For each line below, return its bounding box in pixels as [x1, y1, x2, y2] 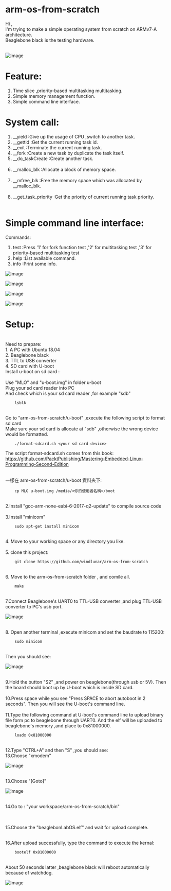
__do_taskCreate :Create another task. [12, 155, 93, 162]
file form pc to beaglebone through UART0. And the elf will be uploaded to [5, 717, 163, 723]
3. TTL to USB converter [5, 357, 57, 363]
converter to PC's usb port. [5, 603, 63, 609]
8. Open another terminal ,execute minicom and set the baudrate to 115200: [5, 629, 165, 635]
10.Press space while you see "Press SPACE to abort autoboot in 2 [5, 695, 146, 701]
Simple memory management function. [12, 93, 96, 99]
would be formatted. [5, 431, 49, 437]
